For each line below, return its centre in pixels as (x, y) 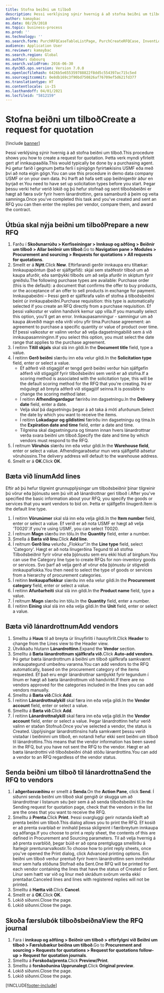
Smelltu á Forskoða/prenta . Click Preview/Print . (61, 960)
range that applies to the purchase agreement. (59, 342)
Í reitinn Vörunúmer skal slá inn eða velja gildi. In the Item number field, (84, 518)
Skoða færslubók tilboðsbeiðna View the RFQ (74, 920)
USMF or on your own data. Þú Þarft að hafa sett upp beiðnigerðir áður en (79, 178)
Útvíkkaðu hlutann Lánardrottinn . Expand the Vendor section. (74, 648)
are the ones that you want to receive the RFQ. (59, 812)
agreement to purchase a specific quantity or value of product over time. (85, 327)
